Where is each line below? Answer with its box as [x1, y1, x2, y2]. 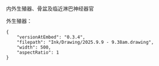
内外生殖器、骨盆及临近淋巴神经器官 [6, 5, 94, 12]
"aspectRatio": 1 [16, 50, 59, 55]
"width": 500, [16, 44, 51, 50]
